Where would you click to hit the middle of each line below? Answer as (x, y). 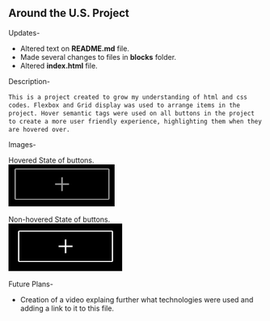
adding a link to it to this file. (67, 308)
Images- (22, 144)
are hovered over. (39, 129)
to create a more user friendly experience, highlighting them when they (135, 121)
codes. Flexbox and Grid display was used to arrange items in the (124, 105)
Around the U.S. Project (69, 13)
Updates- (24, 32)
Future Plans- (31, 284)
